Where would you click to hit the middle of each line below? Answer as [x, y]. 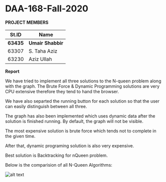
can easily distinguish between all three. [46, 106]
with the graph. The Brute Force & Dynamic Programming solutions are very [83, 86]
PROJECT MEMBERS [27, 22]
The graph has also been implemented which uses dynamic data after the [80, 116]
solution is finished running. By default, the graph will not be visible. [74, 121]
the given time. [20, 136]
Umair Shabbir [46, 43]
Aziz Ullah [40, 59]
